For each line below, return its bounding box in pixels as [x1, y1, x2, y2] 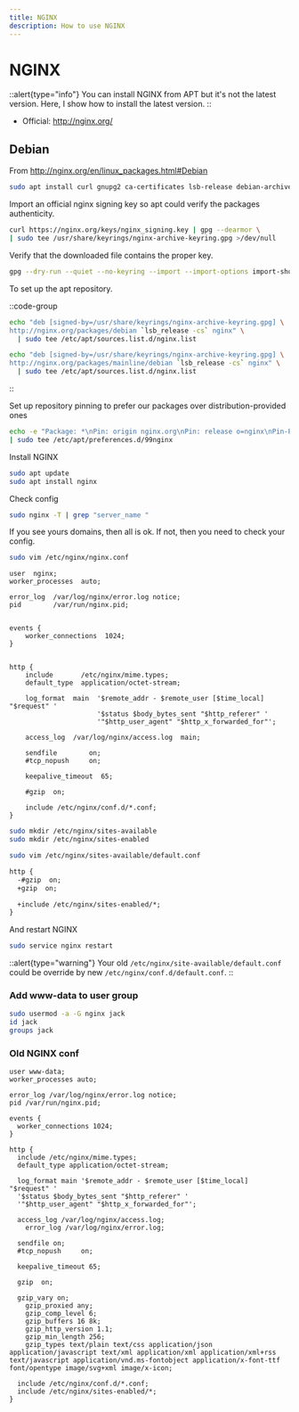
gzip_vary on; [17, 1293, 69, 1302]
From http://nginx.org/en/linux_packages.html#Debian [9, 166, 208, 176]
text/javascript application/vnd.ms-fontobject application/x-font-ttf [9, 1356, 280, 1365]
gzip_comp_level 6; [25, 1309, 98, 1318]
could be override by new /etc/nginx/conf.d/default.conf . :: [9, 967, 234, 978]
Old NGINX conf [9, 1047, 80, 1059]
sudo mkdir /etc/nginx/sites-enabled [9, 835, 149, 844]
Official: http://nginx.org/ [21, 116, 113, 127]
